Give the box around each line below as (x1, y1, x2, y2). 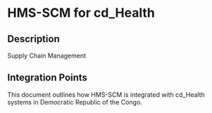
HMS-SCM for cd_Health (7, 5, 155, 21)
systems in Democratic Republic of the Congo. (7, 98, 142, 106)
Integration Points (7, 72, 88, 84)
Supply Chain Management (7, 51, 87, 60)
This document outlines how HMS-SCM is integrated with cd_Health (7, 90, 206, 99)
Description (7, 33, 60, 45)
